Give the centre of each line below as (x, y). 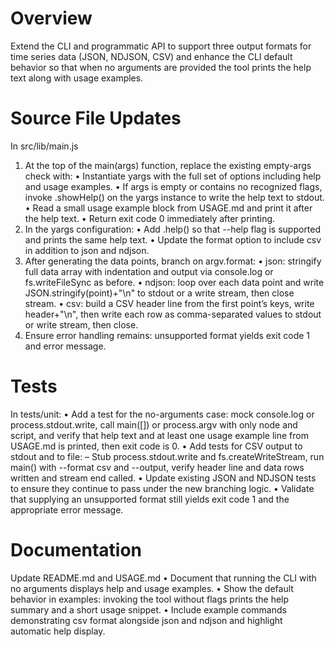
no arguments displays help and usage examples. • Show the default (152, 588)
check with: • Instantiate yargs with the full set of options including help (173, 176)
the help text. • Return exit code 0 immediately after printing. (150, 218)
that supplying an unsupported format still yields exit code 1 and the (150, 499)
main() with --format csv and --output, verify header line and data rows (157, 467)
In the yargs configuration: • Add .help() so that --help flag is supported (173, 229)
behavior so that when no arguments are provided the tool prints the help (161, 67)
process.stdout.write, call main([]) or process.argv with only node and (154, 424)
